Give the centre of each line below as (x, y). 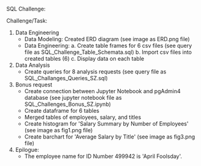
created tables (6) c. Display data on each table (84, 58)
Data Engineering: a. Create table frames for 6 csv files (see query (108, 46)
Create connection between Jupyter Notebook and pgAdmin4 (102, 91)
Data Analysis (32, 65)
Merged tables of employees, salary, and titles (83, 117)
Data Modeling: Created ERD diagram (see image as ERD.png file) (107, 39)
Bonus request (34, 85)
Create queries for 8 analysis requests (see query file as (95, 72)
